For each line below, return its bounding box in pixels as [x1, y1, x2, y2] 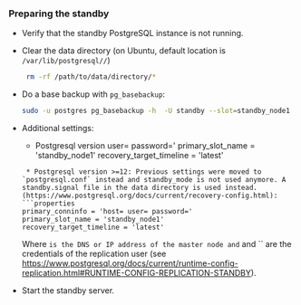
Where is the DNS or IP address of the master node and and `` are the [21, 239, 292, 250]
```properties [21, 199, 75, 208]
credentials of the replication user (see [21, 248, 167, 260]
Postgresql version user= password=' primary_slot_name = [34, 140, 256, 151]
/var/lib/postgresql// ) [21, 55, 111, 66]
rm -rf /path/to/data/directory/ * [25, 72, 157, 81]
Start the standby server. [21, 285, 115, 296]
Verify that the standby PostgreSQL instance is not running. [21, 28, 244, 39]
